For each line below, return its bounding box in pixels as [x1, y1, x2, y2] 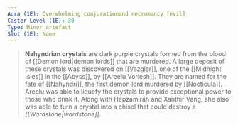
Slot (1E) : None [7, 30, 55, 38]
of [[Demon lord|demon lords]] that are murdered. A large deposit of [24, 58, 225, 66]
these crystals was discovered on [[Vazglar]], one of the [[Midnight [24, 65, 222, 73]
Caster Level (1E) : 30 [7, 17, 75, 24]
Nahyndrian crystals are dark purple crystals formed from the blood [24, 50, 226, 58]
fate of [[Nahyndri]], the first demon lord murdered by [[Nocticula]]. [24, 80, 222, 89]
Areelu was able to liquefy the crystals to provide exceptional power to [24, 87, 232, 96]
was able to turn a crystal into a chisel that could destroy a [24, 102, 197, 111]
